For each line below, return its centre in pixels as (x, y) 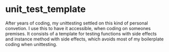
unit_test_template (46, 9)
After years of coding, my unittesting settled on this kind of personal (77, 23)
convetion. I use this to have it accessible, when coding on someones (78, 28)
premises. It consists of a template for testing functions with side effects (81, 33)
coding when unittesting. (31, 44)
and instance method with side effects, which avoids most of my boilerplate (84, 39)
